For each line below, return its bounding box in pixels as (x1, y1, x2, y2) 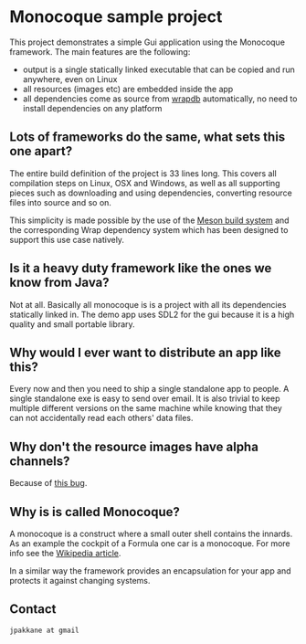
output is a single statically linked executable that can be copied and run (22, 64, 295, 75)
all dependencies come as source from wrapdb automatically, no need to (22, 93, 298, 104)
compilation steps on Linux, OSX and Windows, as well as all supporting (9, 177, 280, 188)
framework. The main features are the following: (9, 46, 191, 57)
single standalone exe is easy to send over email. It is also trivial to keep (9, 393, 280, 404)
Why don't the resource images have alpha (9, 438, 259, 454)
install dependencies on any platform (22, 102, 163, 113)
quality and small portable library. (9, 318, 135, 330)
